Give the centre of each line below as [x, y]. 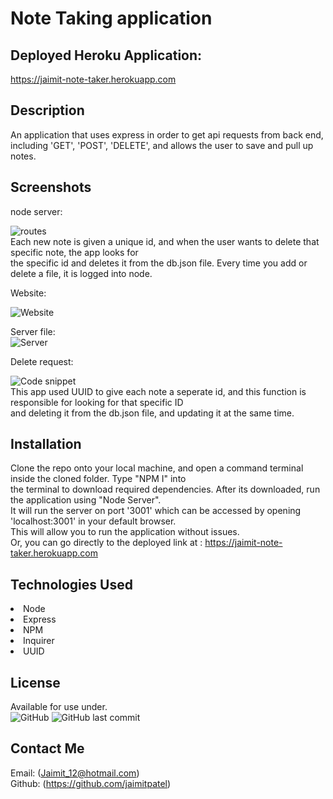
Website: [28, 293]
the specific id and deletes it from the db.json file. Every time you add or [159, 263]
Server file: [33, 331]
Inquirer [39, 641]
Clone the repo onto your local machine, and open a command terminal [157, 468]
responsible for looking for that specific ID [97, 402]
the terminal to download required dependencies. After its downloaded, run [165, 489]
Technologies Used [71, 584]
